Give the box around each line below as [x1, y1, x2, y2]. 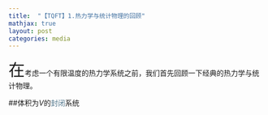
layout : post [8, 27, 53, 35]
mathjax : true [8, 19, 57, 28]
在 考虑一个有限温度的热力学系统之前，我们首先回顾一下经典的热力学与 [8, 60, 253, 81]
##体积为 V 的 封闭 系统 [8, 98, 80, 108]
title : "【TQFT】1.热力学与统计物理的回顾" [8, 11, 146, 20]
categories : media [8, 34, 71, 43]
